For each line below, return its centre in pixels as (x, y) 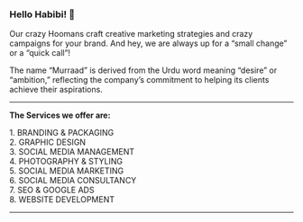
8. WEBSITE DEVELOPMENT (62, 200)
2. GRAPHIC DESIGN (48, 142)
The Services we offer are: (60, 115)
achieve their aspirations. (56, 90)
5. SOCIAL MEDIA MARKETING (67, 171)
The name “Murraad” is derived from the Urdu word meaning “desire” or (143, 70)
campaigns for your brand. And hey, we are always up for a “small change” (148, 43)
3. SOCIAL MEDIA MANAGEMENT (72, 152)
